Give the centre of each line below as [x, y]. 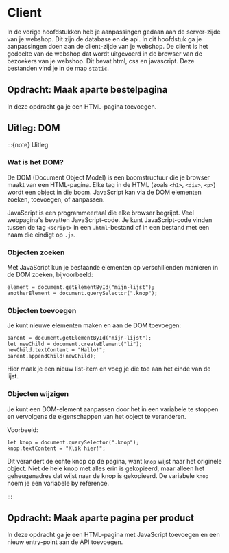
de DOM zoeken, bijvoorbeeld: [50, 275]
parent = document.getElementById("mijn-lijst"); [80, 338]
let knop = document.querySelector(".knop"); [73, 442]
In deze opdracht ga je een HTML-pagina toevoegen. [82, 106]
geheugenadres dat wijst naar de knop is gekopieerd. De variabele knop [108, 475]
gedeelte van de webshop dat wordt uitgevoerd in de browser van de [105, 54]
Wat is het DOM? [35, 162]
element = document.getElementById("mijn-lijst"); [81, 288]
